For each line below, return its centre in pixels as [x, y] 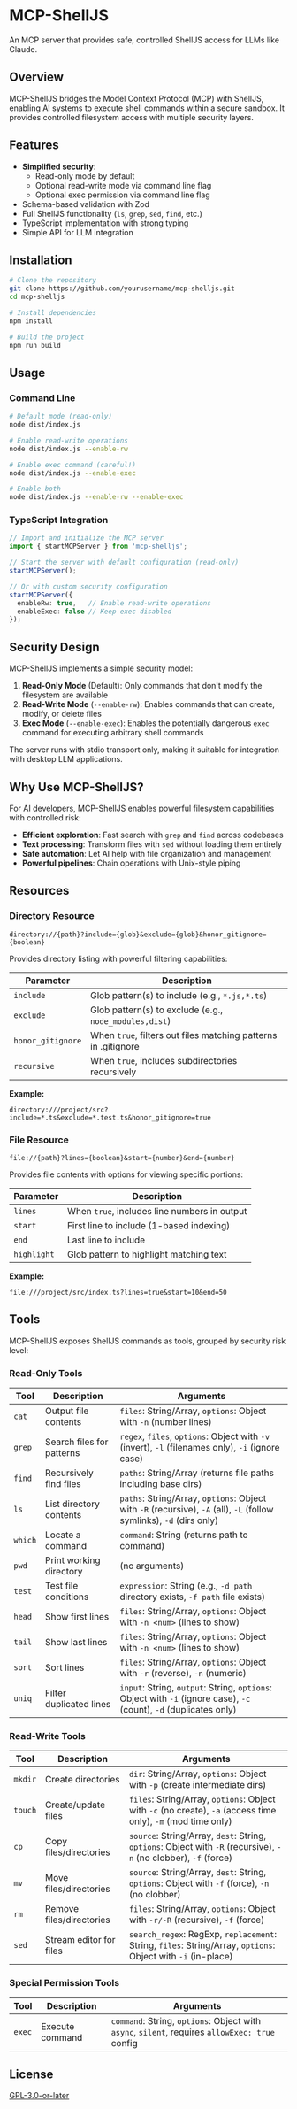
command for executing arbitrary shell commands [113, 733]
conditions [67, 1597]
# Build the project [47, 337]
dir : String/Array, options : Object [198, 1774]
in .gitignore [114, 1046]
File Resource [39, 1140]
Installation [41, 260]
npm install [31, 321]
